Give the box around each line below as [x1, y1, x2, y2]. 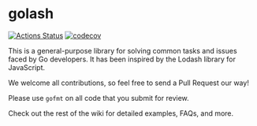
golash [8, 5, 54, 23]
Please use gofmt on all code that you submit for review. [8, 93, 189, 102]
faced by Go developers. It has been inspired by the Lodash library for [8, 54, 237, 64]
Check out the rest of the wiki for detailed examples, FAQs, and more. [8, 108, 234, 118]
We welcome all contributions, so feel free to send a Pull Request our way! [8, 78, 250, 87]
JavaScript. [8, 62, 46, 72]
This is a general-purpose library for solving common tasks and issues [8, 46, 238, 55]
